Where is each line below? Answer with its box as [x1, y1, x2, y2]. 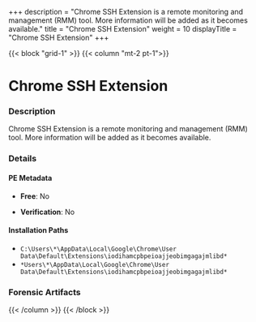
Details [8, 153, 37, 165]
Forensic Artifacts [8, 286, 81, 298]
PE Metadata [8, 174, 53, 182]
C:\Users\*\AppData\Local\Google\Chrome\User [19, 245, 177, 253]
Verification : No [19, 207, 75, 217]
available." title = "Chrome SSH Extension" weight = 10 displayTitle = [8, 24, 237, 33]
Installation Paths [8, 225, 69, 235]
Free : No [19, 191, 50, 201]
